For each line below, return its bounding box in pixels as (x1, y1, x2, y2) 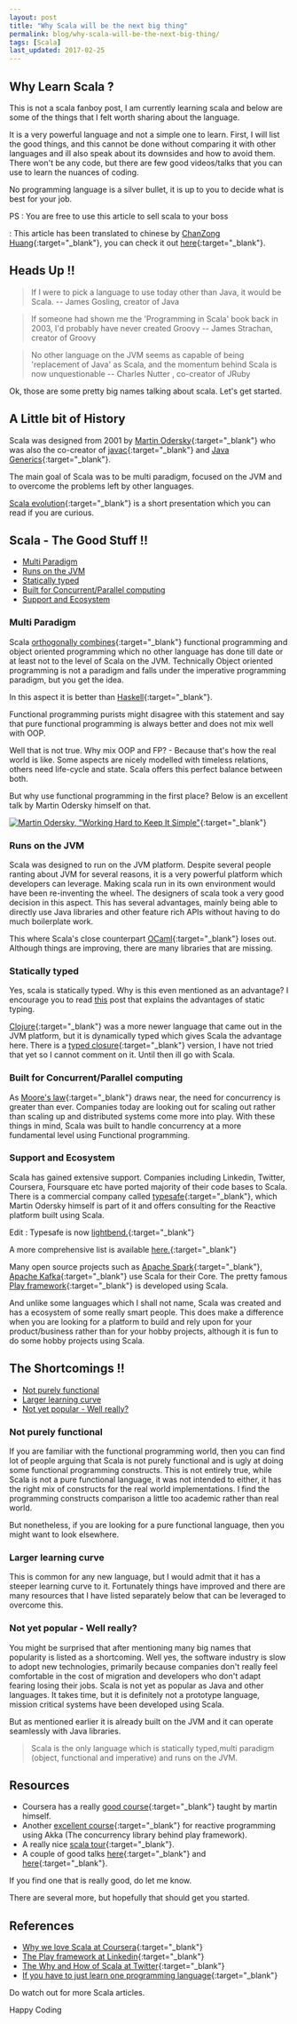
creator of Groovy (30, 332, 97, 343)
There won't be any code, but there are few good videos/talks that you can (9, 157, 283, 168)
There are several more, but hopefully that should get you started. (9, 1893, 250, 1903)
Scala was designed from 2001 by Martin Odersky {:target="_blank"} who (9, 434, 277, 445)
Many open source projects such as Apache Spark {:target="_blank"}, (9, 1261, 263, 1271)
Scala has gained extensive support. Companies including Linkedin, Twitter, (9, 1172, 285, 1183)
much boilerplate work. (9, 916, 94, 927)
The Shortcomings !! (9, 1361, 126, 1376)
